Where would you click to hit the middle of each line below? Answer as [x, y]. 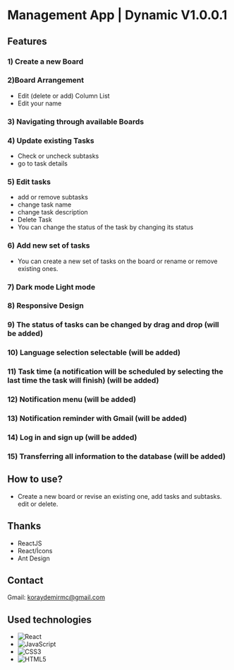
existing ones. [38, 268]
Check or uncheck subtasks [58, 156]
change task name [44, 204]
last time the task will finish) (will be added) [83, 381]
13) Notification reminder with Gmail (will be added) [97, 419]
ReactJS [30, 543]
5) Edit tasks [29, 182]
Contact [25, 580]
